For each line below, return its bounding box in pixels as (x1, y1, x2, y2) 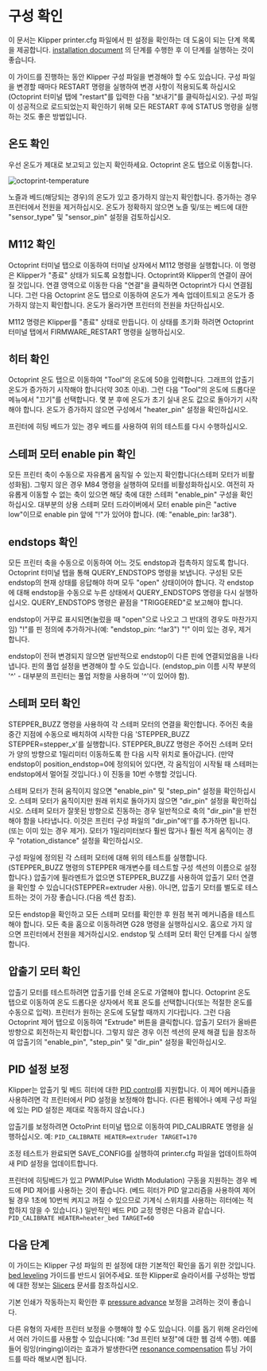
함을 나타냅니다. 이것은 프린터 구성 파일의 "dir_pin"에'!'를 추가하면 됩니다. (22, 816, 250, 825)
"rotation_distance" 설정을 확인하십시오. (16, 835, 143, 845)
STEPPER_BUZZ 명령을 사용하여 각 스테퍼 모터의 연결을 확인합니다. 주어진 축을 (8, 719, 253, 729)
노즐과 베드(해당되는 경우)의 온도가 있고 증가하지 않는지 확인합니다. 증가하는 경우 (8, 192, 257, 201)
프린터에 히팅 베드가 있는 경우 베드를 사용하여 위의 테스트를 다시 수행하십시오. (8, 422, 248, 431)
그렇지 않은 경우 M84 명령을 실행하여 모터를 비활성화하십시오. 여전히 (33, 480, 246, 489)
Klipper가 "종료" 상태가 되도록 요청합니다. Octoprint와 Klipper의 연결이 (16, 270, 238, 279)
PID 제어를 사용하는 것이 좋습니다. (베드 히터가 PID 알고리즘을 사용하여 (22, 1186, 241, 1195)
